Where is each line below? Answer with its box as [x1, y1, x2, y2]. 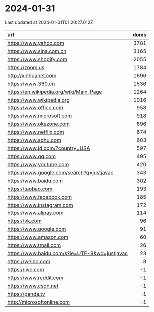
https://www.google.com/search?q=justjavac [7, 169, 114, 176]
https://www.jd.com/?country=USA [7, 145, 90, 152]
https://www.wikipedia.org [7, 96, 70, 103]
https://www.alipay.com [7, 209, 64, 216]
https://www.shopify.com [7, 56, 67, 63]
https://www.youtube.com [7, 161, 69, 168]
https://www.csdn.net [7, 282, 59, 289]
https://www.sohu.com [7, 136, 61, 143]
